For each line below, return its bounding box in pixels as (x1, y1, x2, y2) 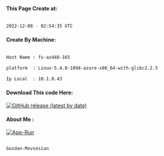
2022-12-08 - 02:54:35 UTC (6, 23, 73, 29)
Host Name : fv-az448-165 (6, 54, 70, 61)
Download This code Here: (6, 89, 73, 96)
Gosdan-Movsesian (6, 146, 49, 152)
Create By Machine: (6, 36, 56, 43)
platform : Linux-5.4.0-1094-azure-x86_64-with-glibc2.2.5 (6, 65, 159, 71)
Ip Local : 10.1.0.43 (6, 76, 62, 82)
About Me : (6, 116, 34, 123)
